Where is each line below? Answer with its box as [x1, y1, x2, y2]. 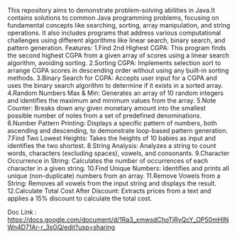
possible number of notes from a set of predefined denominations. [7, 111, 202, 120]
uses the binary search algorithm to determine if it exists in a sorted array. [7, 81, 224, 89]
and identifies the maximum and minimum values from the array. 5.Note [7, 96, 216, 105]
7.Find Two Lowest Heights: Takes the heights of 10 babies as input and [7, 134, 216, 142]
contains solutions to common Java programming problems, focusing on [7, 13, 219, 22]
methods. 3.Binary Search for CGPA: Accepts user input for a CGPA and [7, 74, 218, 82]
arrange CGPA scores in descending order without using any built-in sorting [7, 67, 229, 74]
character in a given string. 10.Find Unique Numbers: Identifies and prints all [7, 164, 229, 172]
